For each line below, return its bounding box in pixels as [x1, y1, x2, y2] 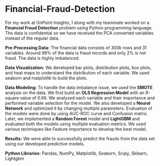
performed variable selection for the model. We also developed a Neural [5, 100, 151, 106]
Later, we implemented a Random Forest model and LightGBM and [5, 116, 140, 121]
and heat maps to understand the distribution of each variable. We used [5, 70, 150, 75]
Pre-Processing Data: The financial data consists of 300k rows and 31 [5, 45, 147, 50]
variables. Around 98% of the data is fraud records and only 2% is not [5, 50, 146, 56]
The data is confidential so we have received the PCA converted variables [5, 30, 154, 36]
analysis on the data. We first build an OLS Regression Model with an [5, 90, 145, 95]
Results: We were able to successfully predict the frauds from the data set [5, 136, 155, 142]
